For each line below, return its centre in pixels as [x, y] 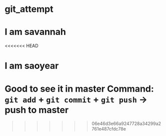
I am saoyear [32, 66]
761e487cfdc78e [109, 129]
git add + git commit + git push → [76, 99]
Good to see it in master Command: [79, 89]
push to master [37, 110]
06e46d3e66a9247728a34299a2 [126, 124]
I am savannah [35, 32]
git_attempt [29, 9]
